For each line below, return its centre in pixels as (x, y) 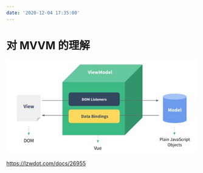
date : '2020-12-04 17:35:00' (43, 13)
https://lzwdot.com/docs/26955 (46, 163)
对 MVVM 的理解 (48, 45)
